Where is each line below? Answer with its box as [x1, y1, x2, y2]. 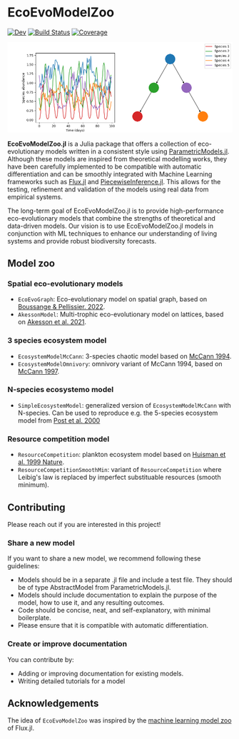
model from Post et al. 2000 [17, 416, 101, 425]
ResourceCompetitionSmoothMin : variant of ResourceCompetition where [17, 466, 222, 474]
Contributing [7, 501, 66, 513]
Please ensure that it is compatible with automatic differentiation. [17, 621, 209, 630]
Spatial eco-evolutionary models [7, 278, 123, 288]
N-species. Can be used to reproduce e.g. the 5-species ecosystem [17, 408, 218, 417]
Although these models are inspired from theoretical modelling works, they [7, 154, 227, 163]
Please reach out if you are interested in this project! [7, 520, 161, 528]
